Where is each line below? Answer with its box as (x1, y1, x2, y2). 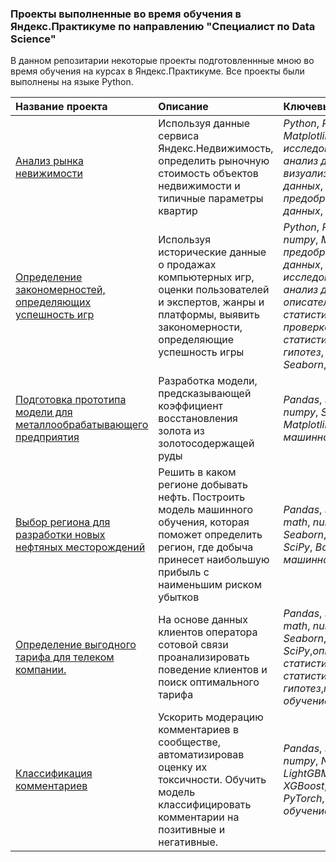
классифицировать (158, 798, 252, 812)
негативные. (158, 835, 219, 849)
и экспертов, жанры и (158, 295, 265, 309)
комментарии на (158, 810, 240, 824)
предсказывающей (158, 387, 252, 401)
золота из (158, 424, 205, 438)
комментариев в (158, 723, 239, 737)
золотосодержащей (158, 437, 255, 451)
